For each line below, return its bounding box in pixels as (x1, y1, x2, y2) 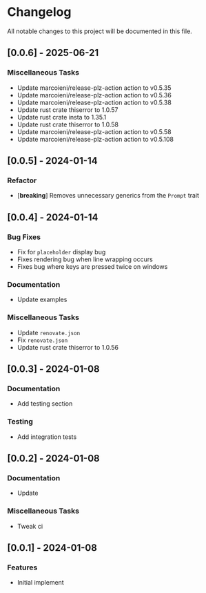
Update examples (17, 295, 68, 304)
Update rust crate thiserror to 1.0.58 (17, 120, 119, 129)
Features (7, 563, 38, 572)
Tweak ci (17, 522, 43, 530)
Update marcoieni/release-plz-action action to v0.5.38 (17, 98, 172, 106)
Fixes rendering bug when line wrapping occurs (17, 255, 153, 263)
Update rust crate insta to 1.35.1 (17, 113, 107, 121)
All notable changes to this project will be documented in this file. (7, 27, 193, 35)
